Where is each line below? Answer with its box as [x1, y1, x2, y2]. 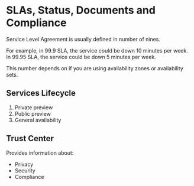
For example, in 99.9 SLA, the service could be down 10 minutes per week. [6, 47, 188, 54]
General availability [14, 116, 62, 123]
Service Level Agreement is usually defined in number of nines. [6, 35, 161, 43]
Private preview [14, 104, 53, 111]
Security [14, 167, 35, 174]
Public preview [14, 110, 51, 117]
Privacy [14, 161, 34, 168]
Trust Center [6, 133, 54, 143]
